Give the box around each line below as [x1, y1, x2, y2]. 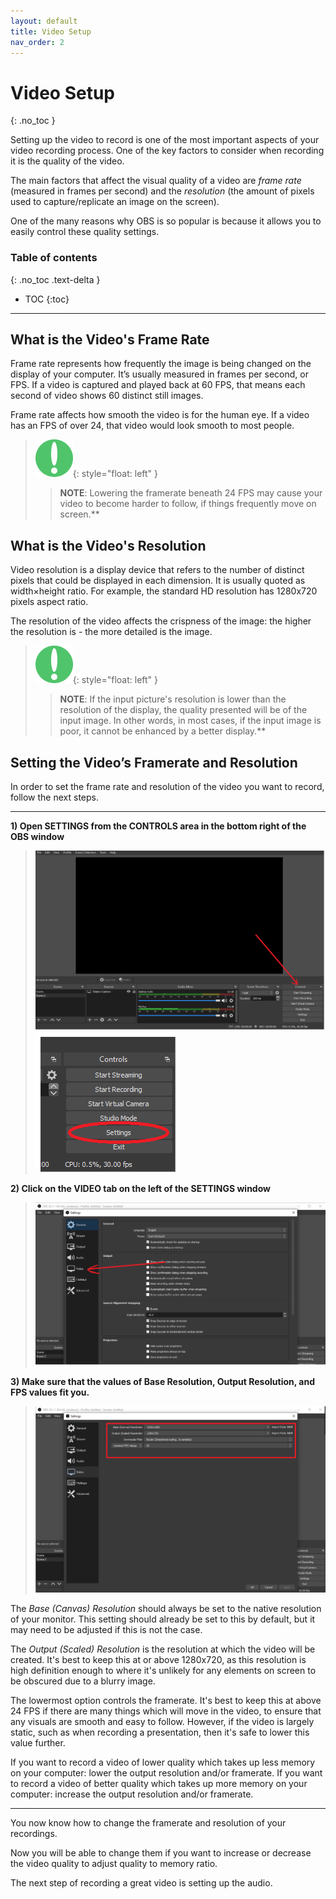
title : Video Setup [10, 26, 92, 37]
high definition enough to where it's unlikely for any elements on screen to [10, 1665, 317, 1677]
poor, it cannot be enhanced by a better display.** [59, 725, 267, 737]
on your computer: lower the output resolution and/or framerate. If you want [10, 1767, 323, 1779]
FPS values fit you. [10, 1386, 90, 1398]
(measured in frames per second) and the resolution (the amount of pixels [10, 185, 315, 197]
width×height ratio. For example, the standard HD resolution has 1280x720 [10, 585, 318, 597]
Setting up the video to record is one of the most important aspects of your [10, 134, 320, 146]
